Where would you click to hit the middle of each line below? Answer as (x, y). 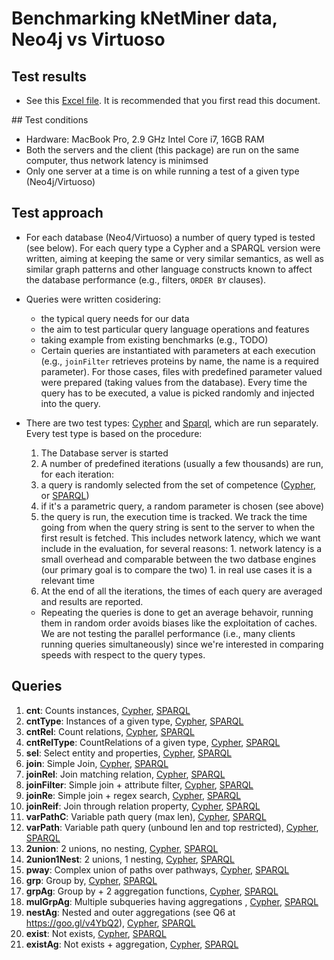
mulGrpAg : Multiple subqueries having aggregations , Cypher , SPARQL (172, 901)
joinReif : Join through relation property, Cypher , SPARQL (143, 806)
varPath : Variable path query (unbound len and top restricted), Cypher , (172, 827)
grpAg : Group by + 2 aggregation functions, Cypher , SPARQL (152, 891)
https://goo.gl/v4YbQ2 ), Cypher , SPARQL (110, 923)
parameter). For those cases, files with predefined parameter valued (181, 371)
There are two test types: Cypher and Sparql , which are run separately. (172, 423)
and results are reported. (92, 601)
